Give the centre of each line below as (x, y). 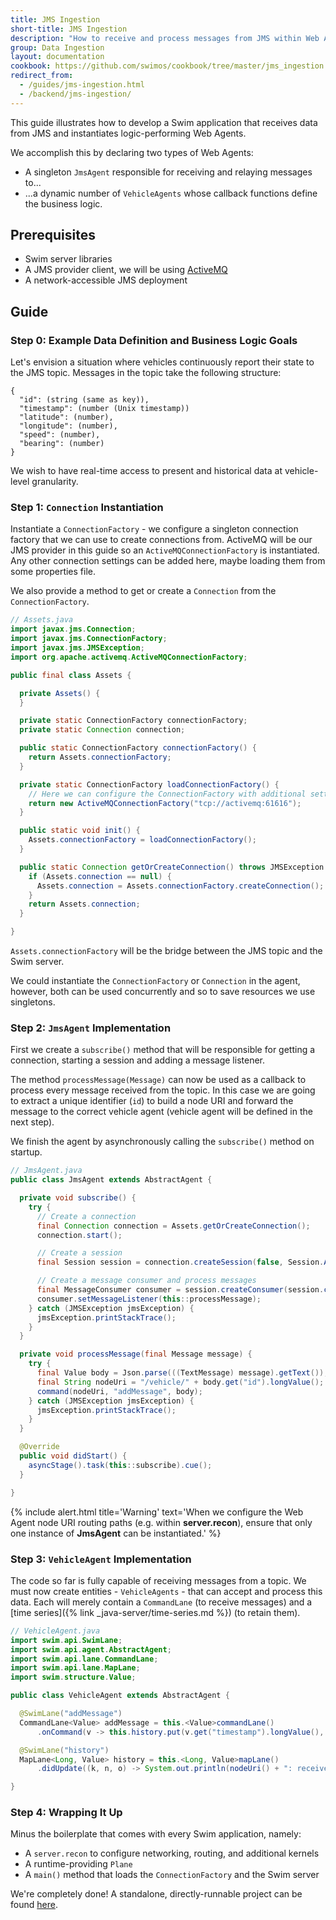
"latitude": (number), (66, 417)
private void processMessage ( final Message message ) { (136, 1354)
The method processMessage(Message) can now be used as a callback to (158, 1080)
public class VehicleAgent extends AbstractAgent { (120, 1696)
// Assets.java (42, 620)
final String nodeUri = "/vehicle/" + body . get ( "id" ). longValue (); (180, 1382)
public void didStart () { (73, 1456)
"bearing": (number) (62, 444)
